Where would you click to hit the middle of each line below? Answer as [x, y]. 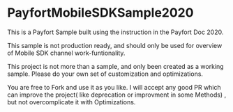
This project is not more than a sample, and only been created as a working [116, 66]
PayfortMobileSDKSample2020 [100, 13]
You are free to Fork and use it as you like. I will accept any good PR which [114, 87]
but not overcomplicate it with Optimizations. [72, 102]
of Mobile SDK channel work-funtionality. [66, 53]
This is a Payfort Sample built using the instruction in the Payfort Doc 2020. [115, 32]
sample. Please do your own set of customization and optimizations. [105, 74]
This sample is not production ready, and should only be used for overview [115, 45]
